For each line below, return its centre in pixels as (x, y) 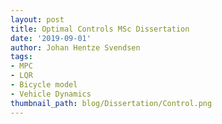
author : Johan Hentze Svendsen (75, 47)
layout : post (37, 19)
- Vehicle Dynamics (51, 94)
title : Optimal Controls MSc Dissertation (100, 29)
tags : (21, 57)
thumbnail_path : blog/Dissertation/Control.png (111, 103)
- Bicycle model (44, 85)
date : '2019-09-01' (51, 38)
